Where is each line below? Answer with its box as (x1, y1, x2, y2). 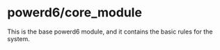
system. (7, 34, 30, 42)
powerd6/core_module (7, 5, 143, 21)
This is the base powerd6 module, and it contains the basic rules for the (7, 27, 213, 36)
